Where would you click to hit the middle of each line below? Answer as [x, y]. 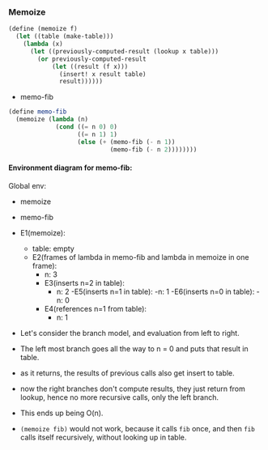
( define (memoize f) [43, 29]
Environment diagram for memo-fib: [70, 168]
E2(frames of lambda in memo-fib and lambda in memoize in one [140, 257]
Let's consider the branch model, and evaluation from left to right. [130, 333]
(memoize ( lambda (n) [52, 120]
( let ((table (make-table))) [65, 36]
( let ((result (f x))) [90, 66]
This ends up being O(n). [62, 413]
